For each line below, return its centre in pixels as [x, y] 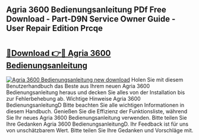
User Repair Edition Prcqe [54, 28]
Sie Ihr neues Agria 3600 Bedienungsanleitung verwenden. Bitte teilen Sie [97, 118]
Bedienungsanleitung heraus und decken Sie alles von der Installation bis [96, 92]
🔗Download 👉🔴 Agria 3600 [59, 53]
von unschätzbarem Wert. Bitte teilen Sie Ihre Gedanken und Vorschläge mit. [100, 130]
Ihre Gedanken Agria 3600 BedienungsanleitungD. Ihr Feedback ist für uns [97, 124]
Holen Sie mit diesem [157, 80]
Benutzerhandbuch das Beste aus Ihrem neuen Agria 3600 [78, 86]
